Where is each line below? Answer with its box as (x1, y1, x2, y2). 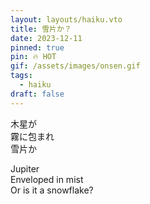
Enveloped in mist (10, 173, 84, 185)
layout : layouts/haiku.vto (10, 14, 123, 25)
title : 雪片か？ (10, 24, 72, 34)
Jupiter (10, 162, 40, 175)
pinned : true (10, 42, 65, 53)
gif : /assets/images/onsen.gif (10, 61, 141, 71)
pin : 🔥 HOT (10, 52, 57, 62)
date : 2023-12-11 (10, 33, 83, 43)
